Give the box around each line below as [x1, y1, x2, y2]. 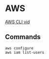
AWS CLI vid [5, 19, 30, 25]
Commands [5, 33, 41, 41]
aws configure [5, 45, 34, 51]
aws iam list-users [5, 50, 45, 55]
